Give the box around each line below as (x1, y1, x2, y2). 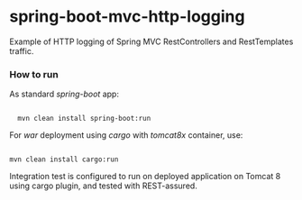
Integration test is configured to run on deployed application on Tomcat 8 (9, 171, 281, 182)
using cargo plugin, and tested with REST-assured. (9, 180, 198, 191)
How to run (9, 68, 59, 80)
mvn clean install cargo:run (9, 155, 119, 164)
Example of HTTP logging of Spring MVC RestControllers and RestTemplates (9, 36, 294, 47)
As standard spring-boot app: (9, 88, 120, 100)
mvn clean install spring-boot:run (17, 114, 151, 123)
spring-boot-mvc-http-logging (9, 6, 245, 27)
